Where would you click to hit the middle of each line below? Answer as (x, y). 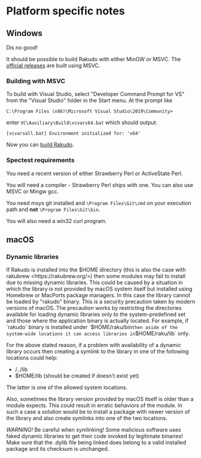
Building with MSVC (36, 81)
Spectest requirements (40, 160)
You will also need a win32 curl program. (56, 221)
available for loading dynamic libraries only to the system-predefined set (96, 314)
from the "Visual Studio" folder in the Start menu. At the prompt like (89, 101)
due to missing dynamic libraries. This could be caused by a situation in (94, 282)
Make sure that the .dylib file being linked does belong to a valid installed (96, 442)
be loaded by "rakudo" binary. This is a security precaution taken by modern (101, 302)
